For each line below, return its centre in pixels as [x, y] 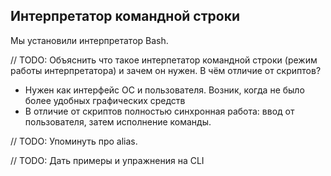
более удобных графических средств [105, 100]
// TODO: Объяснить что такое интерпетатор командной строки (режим [164, 60]
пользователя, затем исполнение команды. [118, 121]
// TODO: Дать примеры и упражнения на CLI [107, 160]
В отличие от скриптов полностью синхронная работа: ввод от [159, 111]
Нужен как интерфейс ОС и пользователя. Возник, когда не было [164, 90]
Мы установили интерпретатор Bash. [89, 40]
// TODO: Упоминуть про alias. [74, 141]
